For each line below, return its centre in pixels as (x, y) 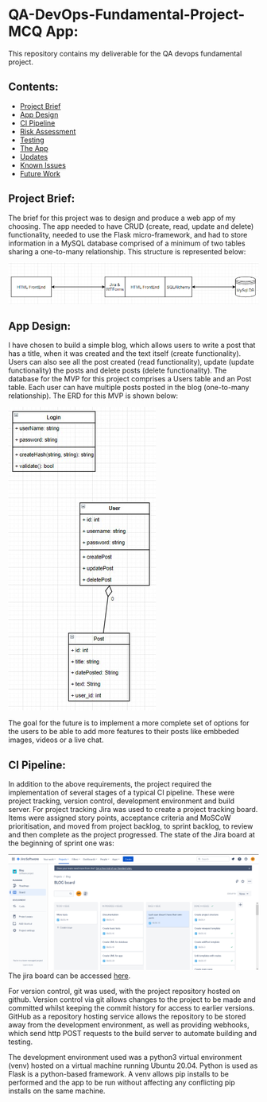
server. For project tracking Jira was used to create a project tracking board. (133, 810)
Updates (34, 157)
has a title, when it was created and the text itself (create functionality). (125, 354)
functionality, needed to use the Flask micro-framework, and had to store (128, 234)
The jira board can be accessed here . (70, 976)
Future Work (40, 173)
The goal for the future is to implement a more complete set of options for (129, 723)
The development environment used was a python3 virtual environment (125, 1057)
